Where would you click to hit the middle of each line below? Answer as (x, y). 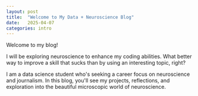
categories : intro (29, 28)
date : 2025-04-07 (30, 23)
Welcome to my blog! (32, 45)
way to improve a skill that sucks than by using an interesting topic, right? (96, 63)
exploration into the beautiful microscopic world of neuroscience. (86, 87)
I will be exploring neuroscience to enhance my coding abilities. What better (99, 56)
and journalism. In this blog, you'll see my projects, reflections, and (88, 81)
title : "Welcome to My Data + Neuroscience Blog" (70, 17)
